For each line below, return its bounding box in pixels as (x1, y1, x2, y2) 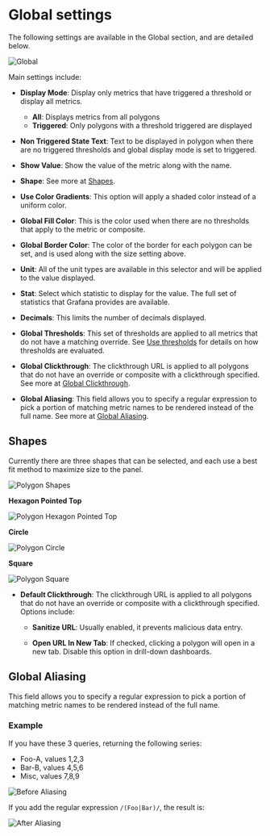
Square (8, 558, 34, 568)
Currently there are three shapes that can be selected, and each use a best (8, 456, 258, 466)
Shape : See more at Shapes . (19, 176, 115, 186)
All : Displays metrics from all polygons (31, 111, 160, 122)
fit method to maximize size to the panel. (8, 464, 143, 474)
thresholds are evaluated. (19, 345, 105, 355)
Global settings (8, 6, 113, 24)
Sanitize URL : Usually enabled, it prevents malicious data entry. (31, 622, 243, 632)
